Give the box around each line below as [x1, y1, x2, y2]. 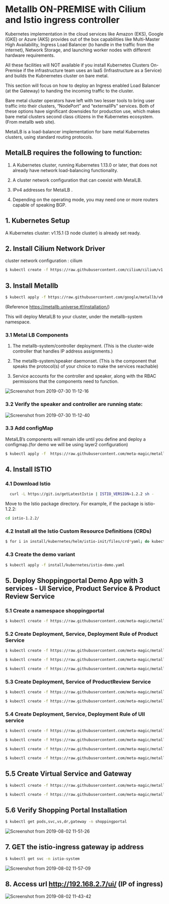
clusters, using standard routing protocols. [5, 134, 93, 140]
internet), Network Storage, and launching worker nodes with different [5, 47, 151, 53]
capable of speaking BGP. [12, 202, 67, 208]
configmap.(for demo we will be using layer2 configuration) [5, 441, 128, 447]
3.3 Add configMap [5, 425, 54, 432]
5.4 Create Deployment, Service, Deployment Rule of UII [5, 710, 145, 717]
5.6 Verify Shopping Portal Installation [5, 806, 127, 814]
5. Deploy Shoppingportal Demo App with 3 [5, 576, 144, 585]
